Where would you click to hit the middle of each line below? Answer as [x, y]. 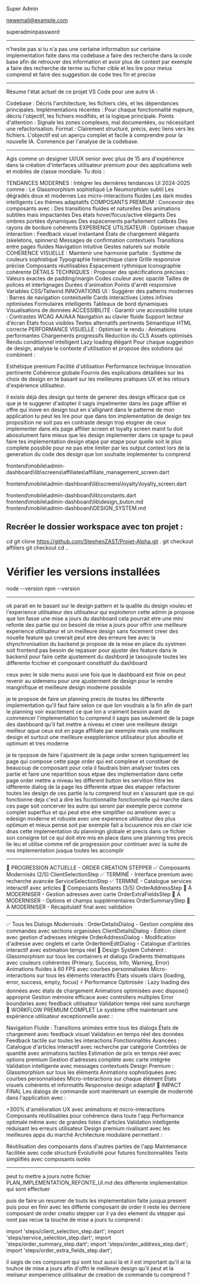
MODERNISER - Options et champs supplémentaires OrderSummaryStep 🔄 [98, 900]
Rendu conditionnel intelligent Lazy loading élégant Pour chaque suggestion [100, 342]
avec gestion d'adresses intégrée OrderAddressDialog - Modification [91, 937]
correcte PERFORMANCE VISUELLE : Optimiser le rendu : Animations [91, 329]
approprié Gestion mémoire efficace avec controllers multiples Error [90, 997]
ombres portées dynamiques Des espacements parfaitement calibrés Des [97, 221]
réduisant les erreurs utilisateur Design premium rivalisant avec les [88, 1128]
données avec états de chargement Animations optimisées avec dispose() [98, 991]
